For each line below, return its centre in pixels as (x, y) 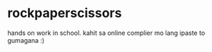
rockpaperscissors (65, 13)
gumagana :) (26, 40)
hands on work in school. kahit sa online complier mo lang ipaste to (106, 33)
